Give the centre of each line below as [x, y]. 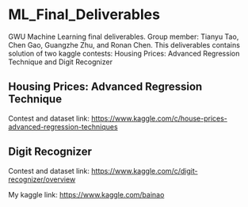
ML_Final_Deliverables [84, 15]
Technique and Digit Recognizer [61, 62]
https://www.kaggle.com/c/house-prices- [159, 118]
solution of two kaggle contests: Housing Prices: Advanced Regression [124, 53]
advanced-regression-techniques [63, 126]
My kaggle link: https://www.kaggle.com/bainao [86, 194]
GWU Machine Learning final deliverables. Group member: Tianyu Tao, [124, 36]
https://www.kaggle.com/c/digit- [144, 171]
